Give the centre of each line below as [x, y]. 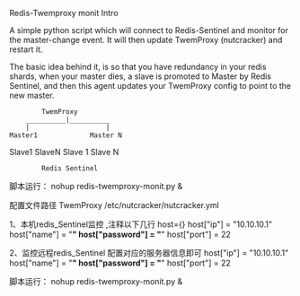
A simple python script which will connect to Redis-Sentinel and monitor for [149, 30]
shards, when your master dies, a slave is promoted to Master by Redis [141, 76]
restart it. [26, 49]
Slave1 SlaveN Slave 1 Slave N [64, 152]
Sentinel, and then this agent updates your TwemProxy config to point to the [150, 86]
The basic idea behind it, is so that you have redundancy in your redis [138, 67]
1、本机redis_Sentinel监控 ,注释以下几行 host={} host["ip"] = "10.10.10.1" [141, 224]
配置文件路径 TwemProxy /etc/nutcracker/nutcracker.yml [115, 205]
